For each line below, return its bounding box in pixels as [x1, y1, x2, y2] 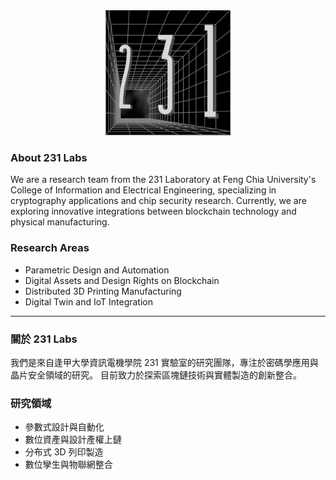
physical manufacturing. [10, 216, 110, 228]
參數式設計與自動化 [24, 421, 105, 433]
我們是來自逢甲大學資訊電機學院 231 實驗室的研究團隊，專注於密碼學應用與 [10, 356, 319, 368]
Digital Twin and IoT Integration [24, 295, 153, 308]
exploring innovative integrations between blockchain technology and [10, 205, 297, 218]
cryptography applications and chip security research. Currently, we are [10, 195, 307, 207]
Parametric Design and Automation [24, 264, 170, 276]
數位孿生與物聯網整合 [24, 459, 113, 471]
